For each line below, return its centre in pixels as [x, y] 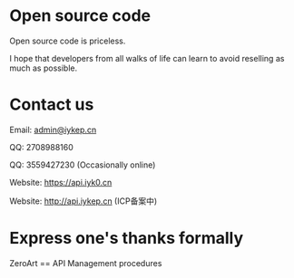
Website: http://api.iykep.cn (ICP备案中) [83, 201]
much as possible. [44, 68]
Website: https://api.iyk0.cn [61, 182]
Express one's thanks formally [127, 239]
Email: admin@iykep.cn [53, 129]
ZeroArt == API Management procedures [86, 263]
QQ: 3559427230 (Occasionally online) [83, 165]
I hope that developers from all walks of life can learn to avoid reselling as [147, 58]
